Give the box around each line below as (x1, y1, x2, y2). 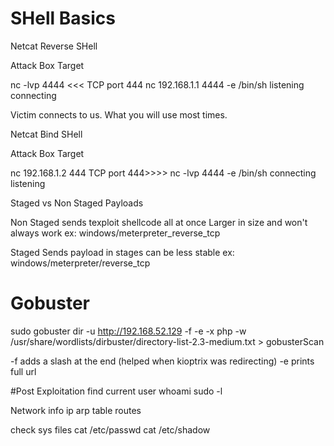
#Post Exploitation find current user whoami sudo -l (10, 385, 223, 397)
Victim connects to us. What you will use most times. (10, 108, 228, 121)
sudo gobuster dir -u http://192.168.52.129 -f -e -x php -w (10, 325, 247, 337)
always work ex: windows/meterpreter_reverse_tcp (10, 227, 221, 239)
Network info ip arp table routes (10, 404, 142, 416)
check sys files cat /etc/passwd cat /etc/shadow (10, 423, 211, 436)
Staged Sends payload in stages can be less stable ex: (10, 246, 235, 258)
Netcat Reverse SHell (10, 40, 98, 52)
